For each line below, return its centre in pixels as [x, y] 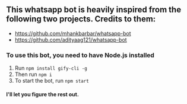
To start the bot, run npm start [52, 81]
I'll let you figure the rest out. [42, 94]
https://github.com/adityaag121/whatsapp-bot [71, 40]
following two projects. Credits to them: [81, 19]
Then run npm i [33, 74]
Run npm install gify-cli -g [51, 68]
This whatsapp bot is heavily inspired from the [94, 10]
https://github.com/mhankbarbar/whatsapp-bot [73, 33]
